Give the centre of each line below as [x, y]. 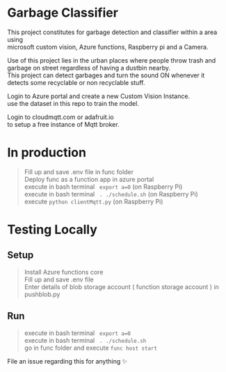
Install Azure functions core [64, 272]
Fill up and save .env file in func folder [79, 171]
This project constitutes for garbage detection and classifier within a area [112, 32]
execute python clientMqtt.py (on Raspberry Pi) [94, 201]
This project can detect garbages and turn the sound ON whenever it [106, 75]
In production [47, 153]
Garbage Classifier [63, 13]
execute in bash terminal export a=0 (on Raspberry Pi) [103, 187]
